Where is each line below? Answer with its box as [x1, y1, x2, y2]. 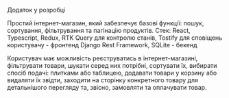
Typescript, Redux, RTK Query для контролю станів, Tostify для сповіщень [7, 34, 223, 42]
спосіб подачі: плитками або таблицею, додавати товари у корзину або [7, 69, 217, 77]
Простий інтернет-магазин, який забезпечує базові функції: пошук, [7, 19, 204, 27]
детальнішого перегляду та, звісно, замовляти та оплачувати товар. [7, 84, 207, 91]
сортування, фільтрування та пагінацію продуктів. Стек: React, [7, 27, 191, 34]
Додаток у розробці [7, 6, 66, 14]
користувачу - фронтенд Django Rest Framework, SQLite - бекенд [7, 41, 197, 49]
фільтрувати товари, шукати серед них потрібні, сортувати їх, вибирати [7, 62, 217, 69]
